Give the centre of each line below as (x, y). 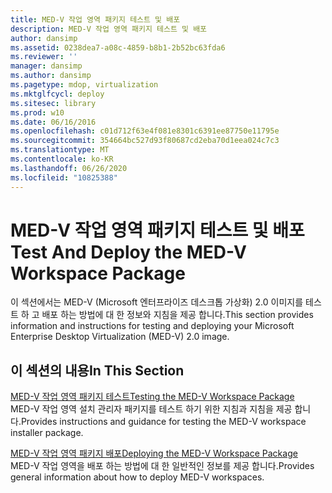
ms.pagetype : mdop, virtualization (84, 85)
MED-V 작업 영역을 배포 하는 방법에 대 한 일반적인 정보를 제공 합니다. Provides (162, 466)
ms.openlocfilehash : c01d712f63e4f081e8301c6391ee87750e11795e (145, 131)
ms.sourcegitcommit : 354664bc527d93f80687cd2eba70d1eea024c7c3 (145, 141)
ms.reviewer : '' (44, 57)
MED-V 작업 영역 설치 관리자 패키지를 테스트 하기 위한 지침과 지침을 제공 (151, 409)
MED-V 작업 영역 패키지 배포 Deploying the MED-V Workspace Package (154, 453)
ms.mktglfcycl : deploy (57, 94)
